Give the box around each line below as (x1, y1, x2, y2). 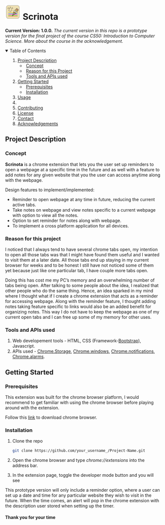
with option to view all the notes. (12, 212, 79, 218)
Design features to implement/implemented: (5, 187, 95, 193)
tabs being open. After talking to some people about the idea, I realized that (5, 282, 159, 288)
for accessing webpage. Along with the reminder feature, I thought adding (5, 298, 156, 304)
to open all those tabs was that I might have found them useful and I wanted (5, 251, 160, 257)
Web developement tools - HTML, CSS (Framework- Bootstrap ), (12, 338, 141, 344)
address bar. (12, 462, 38, 468)
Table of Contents (9, 48, 46, 54)
